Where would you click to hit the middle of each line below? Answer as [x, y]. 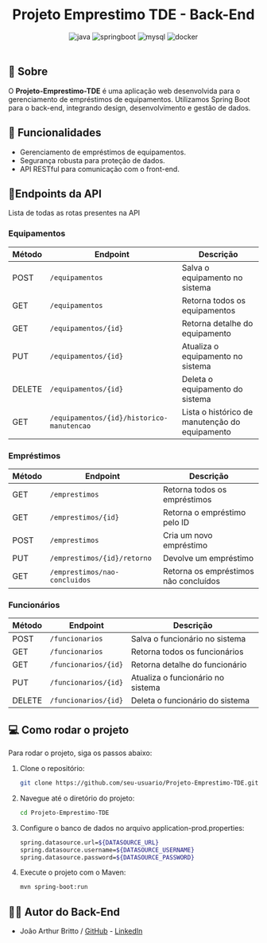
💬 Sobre [28, 72]
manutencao [70, 426]
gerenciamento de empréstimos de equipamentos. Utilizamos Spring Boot [129, 99]
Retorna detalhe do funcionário [189, 664]
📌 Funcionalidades [55, 133]
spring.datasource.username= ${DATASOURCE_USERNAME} [107, 850]
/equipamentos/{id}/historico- [109, 418]
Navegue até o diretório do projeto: [77, 798]
